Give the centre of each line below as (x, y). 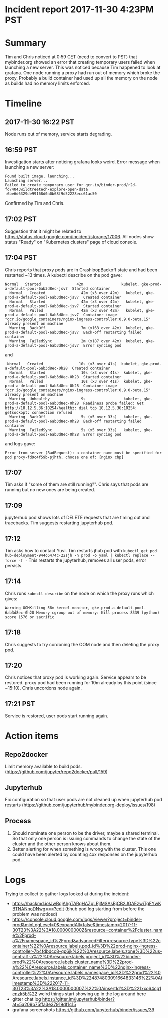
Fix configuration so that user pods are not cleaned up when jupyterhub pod (84, 800)
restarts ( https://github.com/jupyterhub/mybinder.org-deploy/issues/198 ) (80, 805)
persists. (14, 566)
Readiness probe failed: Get (113, 403)
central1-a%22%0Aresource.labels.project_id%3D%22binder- (77, 956)
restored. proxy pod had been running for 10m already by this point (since (81, 683)
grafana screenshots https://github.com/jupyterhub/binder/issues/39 (83, 1010)
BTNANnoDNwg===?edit (38, 909)
